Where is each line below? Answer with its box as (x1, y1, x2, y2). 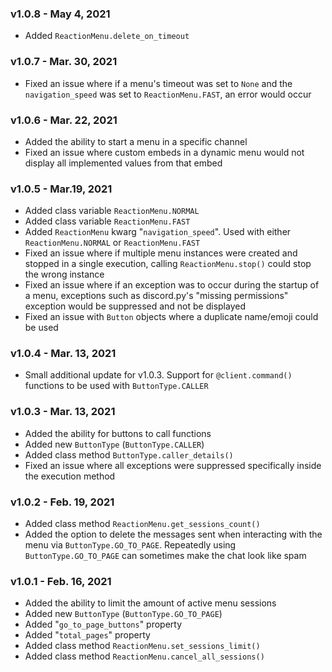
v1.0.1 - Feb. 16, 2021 (10, 575, 112, 588)
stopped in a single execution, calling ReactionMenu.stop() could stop (24, 258, 312, 270)
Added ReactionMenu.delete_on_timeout (24, 30, 190, 42)
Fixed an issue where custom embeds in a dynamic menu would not (24, 146, 305, 158)
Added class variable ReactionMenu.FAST (24, 215, 191, 227)
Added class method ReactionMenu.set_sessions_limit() (24, 640, 261, 652)
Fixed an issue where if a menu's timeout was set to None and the (24, 77, 293, 89)
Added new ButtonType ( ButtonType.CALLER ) (24, 438, 205, 450)
